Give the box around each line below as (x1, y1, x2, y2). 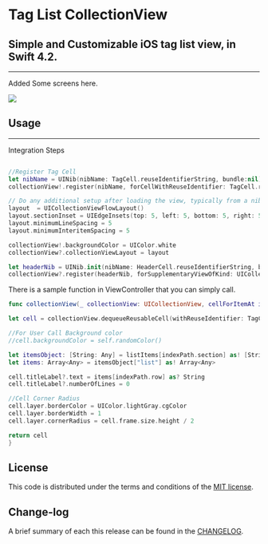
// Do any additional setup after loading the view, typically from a (8, 197, 248, 205)
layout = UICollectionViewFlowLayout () (8, 204, 145, 212)
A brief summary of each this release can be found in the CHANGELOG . (8, 526, 244, 536)
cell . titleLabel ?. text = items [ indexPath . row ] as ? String (8, 373, 205, 381)
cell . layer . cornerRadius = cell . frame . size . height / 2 (8, 417, 195, 425)
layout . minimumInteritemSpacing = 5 (8, 226, 130, 235)
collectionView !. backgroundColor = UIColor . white (8, 241, 177, 249)
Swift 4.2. (8, 50, 58, 63)
